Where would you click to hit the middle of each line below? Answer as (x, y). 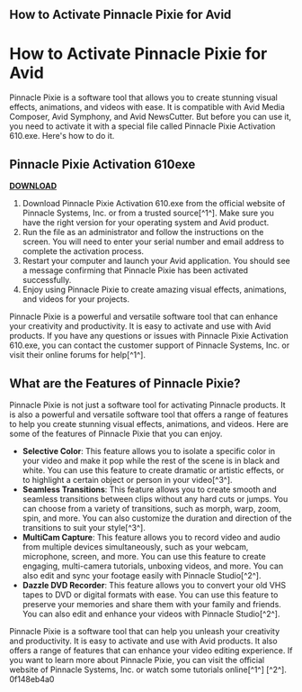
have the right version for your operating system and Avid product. (146, 223)
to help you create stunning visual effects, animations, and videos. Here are (149, 423)
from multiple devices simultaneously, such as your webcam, (135, 546)
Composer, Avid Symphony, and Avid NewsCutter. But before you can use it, (151, 117)
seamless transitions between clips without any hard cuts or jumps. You (155, 498)
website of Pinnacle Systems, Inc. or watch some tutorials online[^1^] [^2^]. (148, 669)
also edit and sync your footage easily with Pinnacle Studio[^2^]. (142, 575)
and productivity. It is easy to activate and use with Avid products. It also (143, 641)
